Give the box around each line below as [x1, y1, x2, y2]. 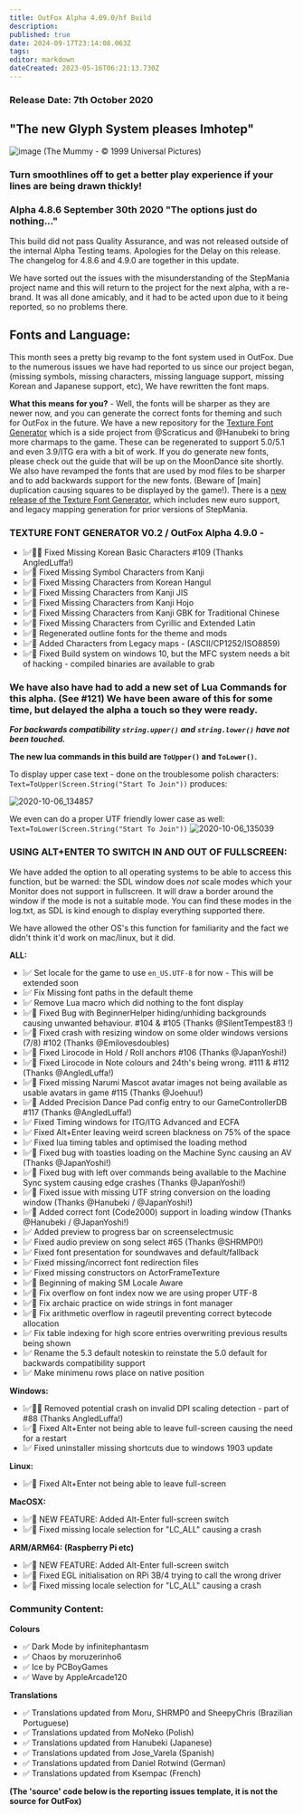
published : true [9, 30, 71, 39]
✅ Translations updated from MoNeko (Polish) [22, 1726, 194, 1738]
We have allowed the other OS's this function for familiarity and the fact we [9, 922, 289, 933]
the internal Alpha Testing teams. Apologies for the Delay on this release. [9, 245, 281, 256]
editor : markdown [9, 55, 75, 64]
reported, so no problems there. [9, 301, 128, 312]
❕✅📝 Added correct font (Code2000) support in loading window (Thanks [22, 1206, 292, 1218]
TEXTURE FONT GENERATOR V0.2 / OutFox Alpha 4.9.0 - [9, 526, 265, 539]
